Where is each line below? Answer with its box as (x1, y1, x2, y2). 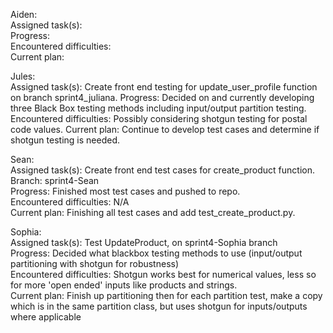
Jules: (10, 70, 36, 82)
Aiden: (10, 9, 38, 20)
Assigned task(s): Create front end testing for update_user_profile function (10, 81, 318, 93)
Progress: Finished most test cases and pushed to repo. (10, 185, 241, 197)
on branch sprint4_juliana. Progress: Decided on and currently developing (10, 92, 315, 103)
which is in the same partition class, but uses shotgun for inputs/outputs (10, 300, 308, 312)
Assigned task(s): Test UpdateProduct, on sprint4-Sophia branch (10, 237, 278, 248)
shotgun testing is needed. (10, 134, 120, 146)
